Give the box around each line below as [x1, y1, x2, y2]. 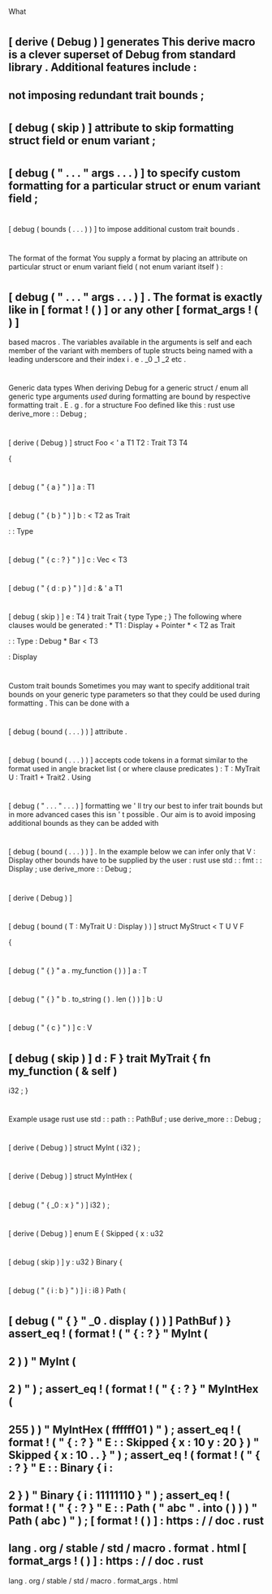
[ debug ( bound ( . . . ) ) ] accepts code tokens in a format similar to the [8, 755, 248, 765]
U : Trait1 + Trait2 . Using [8, 772, 92, 782]
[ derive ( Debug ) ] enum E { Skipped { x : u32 [8, 1228, 164, 1238]
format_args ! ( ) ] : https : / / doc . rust [8, 1554, 204, 1568]
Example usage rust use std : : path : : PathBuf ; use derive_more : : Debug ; [8, 1114, 261, 1125]
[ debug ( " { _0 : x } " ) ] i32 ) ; [8, 1199, 110, 1210]
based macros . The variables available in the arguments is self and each [8, 337, 253, 347]
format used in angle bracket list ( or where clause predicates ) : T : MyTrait [8, 764, 261, 773]
